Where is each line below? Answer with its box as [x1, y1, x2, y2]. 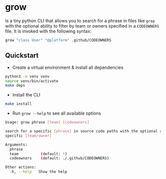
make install [5, 101, 32, 107]
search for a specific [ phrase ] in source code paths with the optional [5, 129, 158, 134]
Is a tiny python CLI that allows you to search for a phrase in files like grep [5, 18, 155, 24]
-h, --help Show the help [9, 169, 68, 175]
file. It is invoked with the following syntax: [5, 28, 91, 34]
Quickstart [5, 51, 39, 60]
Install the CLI [12, 92, 41, 98]
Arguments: [5, 142, 28, 147]
